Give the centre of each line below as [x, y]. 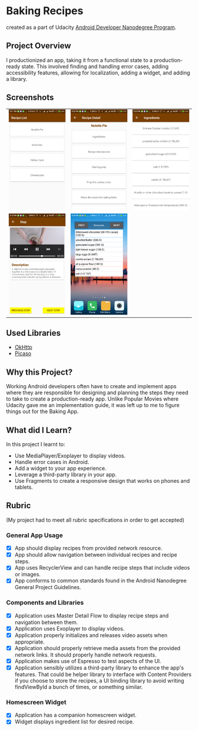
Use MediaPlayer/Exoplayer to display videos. [70, 456]
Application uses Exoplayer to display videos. [70, 628]
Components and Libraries [45, 603]
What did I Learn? [39, 430]
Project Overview [39, 46]
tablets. [24, 487]
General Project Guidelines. [48, 587]
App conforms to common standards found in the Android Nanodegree [100, 581]
